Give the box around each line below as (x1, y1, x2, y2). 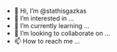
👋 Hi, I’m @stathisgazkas (13, 7, 87, 15)
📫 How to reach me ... (13, 37, 80, 45)
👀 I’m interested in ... (13, 14, 74, 22)
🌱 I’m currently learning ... (13, 22, 90, 30)
